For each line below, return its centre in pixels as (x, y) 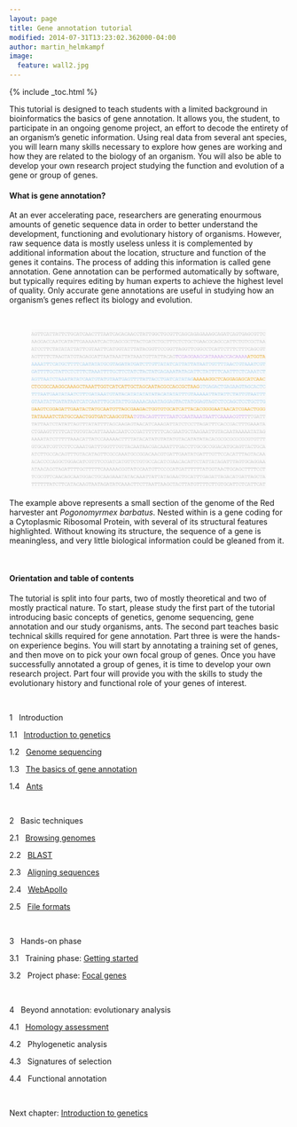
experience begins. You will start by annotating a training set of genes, (149, 645)
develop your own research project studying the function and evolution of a (147, 166)
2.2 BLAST (31, 855)
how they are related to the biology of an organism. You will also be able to (145, 156)
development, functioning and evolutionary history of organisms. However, (145, 234)
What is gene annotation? (58, 195)
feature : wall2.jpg (53, 66)
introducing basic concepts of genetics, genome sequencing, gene (132, 617)
